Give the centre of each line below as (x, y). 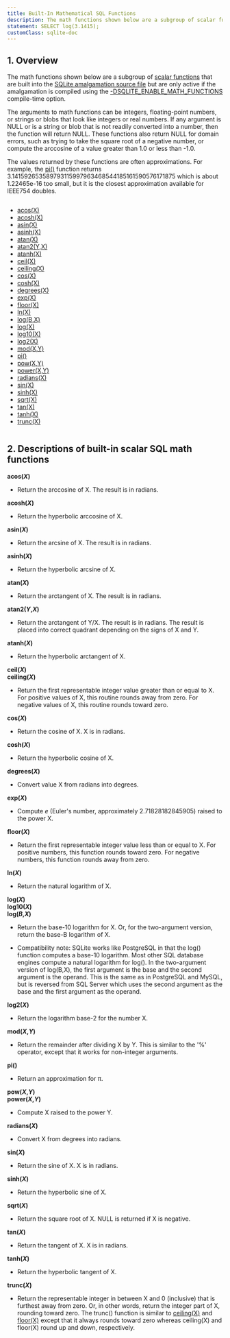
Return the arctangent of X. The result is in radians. (89, 596)
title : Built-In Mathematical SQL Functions (72, 13)
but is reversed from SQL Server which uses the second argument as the (120, 984)
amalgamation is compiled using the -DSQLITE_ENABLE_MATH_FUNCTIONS (115, 92)
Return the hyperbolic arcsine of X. (66, 569)
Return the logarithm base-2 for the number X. (82, 1018)
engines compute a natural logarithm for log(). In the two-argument (112, 962)
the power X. (35, 818)
